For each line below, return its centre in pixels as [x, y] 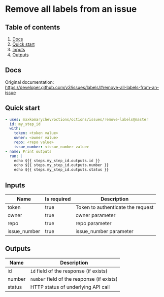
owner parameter [96, 215]
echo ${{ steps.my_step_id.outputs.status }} [62, 170]
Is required [58, 199]
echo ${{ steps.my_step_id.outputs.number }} [62, 165]
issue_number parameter [105, 231]
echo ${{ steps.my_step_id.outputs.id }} [57, 161]
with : [15, 129]
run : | [16, 156]
